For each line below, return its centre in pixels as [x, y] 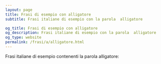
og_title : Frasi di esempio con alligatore [52, 28]
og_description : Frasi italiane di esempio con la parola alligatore [81, 33]
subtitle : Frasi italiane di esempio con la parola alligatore [74, 19]
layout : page [19, 10]
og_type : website [23, 37]
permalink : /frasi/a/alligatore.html [45, 42]
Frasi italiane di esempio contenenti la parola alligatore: [62, 56]
